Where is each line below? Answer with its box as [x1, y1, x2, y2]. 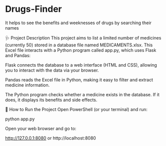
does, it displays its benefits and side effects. [5, 97, 98, 103]
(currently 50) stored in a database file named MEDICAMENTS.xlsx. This [5, 42, 153, 48]
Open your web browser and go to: [5, 125, 77, 131]
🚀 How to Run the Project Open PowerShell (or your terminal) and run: [5, 106, 148, 112]
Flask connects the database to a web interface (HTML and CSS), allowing [5, 62, 157, 68]
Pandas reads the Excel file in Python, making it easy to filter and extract [5, 76, 154, 82]
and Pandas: [5, 52, 31, 58]
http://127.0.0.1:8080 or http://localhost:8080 [5, 135, 96, 141]
